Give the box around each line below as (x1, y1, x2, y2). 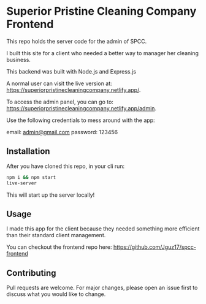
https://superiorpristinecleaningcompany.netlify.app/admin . (6, 104, 157, 112)
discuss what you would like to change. (6, 291, 106, 298)
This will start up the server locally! (6, 191, 95, 199)
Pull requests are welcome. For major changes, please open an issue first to (6, 284, 198, 292)
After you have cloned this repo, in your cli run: (6, 162, 125, 170)
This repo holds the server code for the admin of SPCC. (6, 37, 147, 45)
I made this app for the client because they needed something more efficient (6, 225, 200, 232)
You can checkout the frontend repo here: (6, 243, 112, 251)
